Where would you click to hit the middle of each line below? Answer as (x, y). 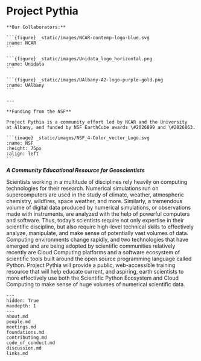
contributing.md (27, 337)
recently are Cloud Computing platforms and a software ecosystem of (93, 252)
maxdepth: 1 (21, 306)
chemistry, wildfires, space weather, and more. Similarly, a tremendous (94, 201)
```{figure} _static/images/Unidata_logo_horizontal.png (79, 58)
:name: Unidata (25, 64)
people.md (19, 322)
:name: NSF (20, 143)
